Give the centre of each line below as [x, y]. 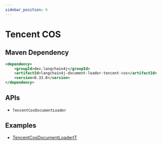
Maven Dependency [37, 53]
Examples [21, 125]
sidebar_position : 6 [27, 10]
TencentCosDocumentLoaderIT [45, 138]
